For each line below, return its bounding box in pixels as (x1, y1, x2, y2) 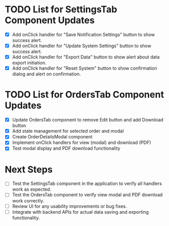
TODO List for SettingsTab (5, 4, 117, 15)
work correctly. (12, 197, 44, 203)
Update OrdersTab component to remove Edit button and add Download (12, 117, 164, 123)
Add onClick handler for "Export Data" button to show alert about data (12, 54, 160, 60)
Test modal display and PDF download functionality (12, 145, 120, 152)
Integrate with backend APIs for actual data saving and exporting (12, 209, 149, 215)
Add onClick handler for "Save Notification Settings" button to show (12, 31, 155, 37)
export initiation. (12, 60, 46, 66)
